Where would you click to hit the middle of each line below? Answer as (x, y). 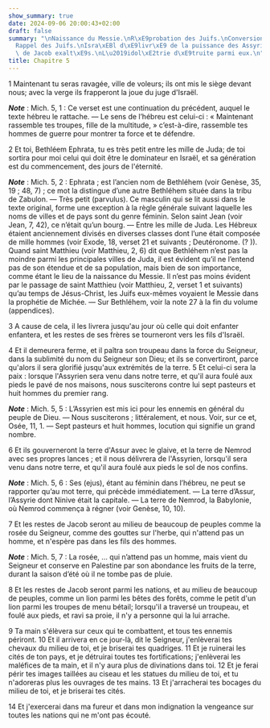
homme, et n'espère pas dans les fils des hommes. (92, 541)
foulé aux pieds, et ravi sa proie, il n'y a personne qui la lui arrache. (119, 615)
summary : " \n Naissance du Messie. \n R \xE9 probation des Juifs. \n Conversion (136, 38)
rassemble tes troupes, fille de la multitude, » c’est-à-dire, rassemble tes (128, 125)
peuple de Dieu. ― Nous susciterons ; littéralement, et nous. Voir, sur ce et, (133, 417)
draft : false (30, 31)
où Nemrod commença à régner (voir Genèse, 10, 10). (97, 508)
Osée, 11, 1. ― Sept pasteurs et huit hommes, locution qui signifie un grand (132, 426)
